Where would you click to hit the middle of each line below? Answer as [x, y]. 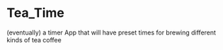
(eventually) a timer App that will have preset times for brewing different [111, 32]
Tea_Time [35, 13]
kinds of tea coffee [34, 39]
